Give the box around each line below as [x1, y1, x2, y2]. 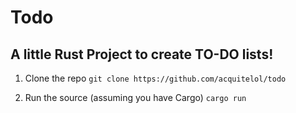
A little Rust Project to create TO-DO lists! [10, 46, 274, 63]
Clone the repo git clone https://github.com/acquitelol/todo [24, 72, 287, 84]
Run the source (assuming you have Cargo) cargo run [24, 92, 247, 103]
